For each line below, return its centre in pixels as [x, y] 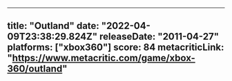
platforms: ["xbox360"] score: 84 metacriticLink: [116, 48]
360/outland [35, 69]
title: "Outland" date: [54, 26]
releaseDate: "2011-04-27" [159, 37]
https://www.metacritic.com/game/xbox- [104, 58]
